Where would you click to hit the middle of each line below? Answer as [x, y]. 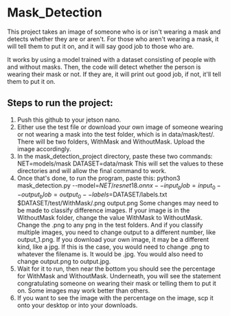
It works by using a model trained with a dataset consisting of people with [112, 59]
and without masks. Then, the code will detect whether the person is [104, 67]
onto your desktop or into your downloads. [77, 305]
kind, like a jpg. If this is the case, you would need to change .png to [113, 247]
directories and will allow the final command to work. [92, 170]
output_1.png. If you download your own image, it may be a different [113, 240]
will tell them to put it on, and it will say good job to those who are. [101, 46]
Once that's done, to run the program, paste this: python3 [99, 178]
